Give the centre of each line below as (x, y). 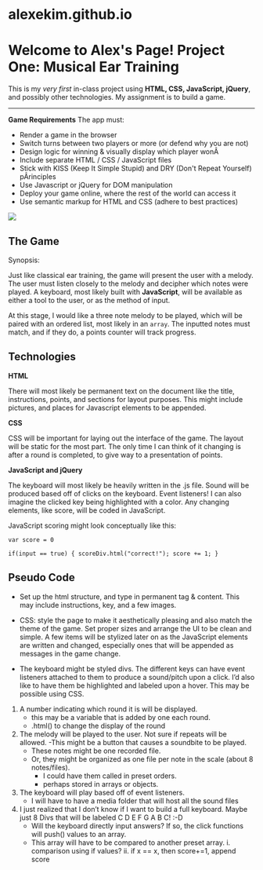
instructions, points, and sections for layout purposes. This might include (126, 399)
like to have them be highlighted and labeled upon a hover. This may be (134, 685)
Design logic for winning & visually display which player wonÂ (119, 152)
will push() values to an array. (79, 834)
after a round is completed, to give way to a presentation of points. (115, 455)
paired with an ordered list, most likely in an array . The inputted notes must (129, 324)
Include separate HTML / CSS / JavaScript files (95, 160)
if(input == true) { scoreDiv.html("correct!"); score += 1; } (113, 554)
